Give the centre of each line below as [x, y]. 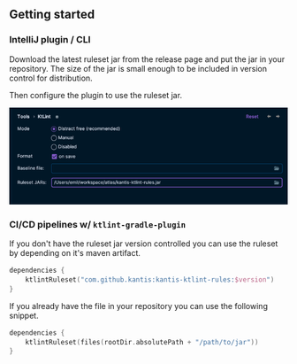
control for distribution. [51, 78]
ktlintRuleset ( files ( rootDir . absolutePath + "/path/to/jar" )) [142, 342]
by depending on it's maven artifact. [75, 253]
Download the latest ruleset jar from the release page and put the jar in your [147, 59]
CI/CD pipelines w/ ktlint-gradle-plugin [98, 224]
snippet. [24, 315]
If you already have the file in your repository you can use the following [138, 306]
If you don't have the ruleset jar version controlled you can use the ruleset [144, 244]
